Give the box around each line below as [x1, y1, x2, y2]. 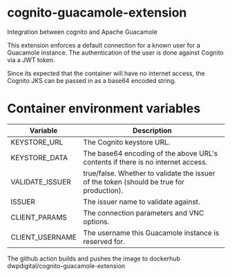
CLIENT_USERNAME [10, 232, 77, 242]
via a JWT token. [7, 55, 55, 64]
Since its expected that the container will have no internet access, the [7, 69, 205, 77]
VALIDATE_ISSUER [10, 177, 71, 187]
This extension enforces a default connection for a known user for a [7, 41, 200, 49]
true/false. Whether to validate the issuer [83, 168, 215, 178]
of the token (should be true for [83, 177, 185, 187]
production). [83, 185, 124, 195]
